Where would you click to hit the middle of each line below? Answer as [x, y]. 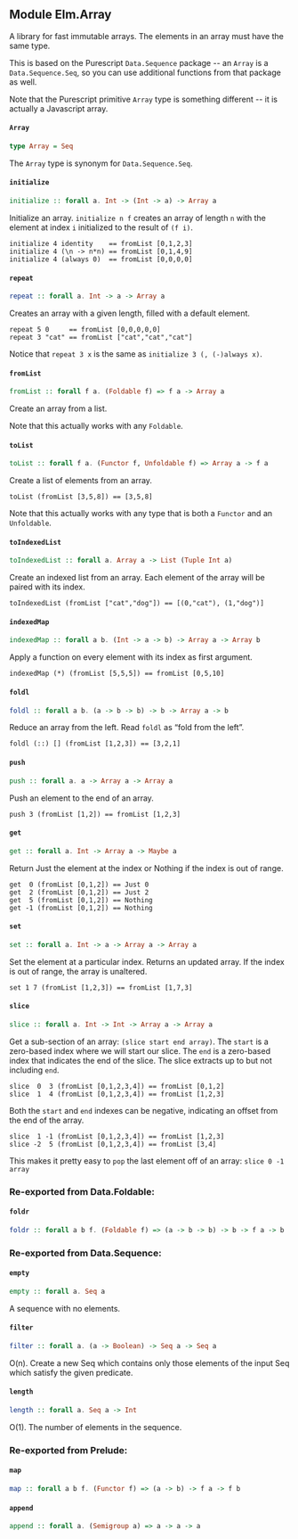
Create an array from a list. [58, 408]
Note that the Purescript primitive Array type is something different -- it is [144, 99]
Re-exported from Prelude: [68, 1450]
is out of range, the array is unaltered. [78, 971]
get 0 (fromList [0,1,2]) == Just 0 [79, 885]
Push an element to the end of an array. [81, 798]
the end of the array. [47, 1120]
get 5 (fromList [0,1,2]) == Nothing [81, 900]
